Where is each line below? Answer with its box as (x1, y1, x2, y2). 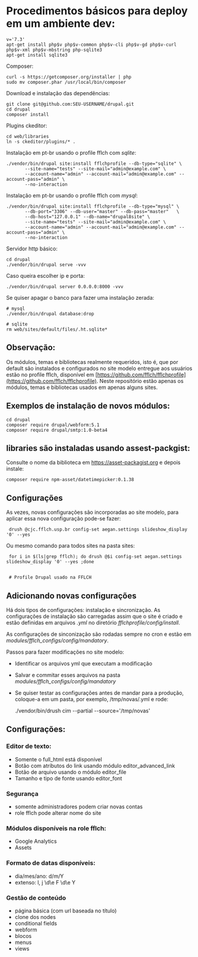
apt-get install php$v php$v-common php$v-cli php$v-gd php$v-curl (6, 42, 177, 48)
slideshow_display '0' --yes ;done (6, 559, 95, 565)
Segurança (6, 789, 39, 798)
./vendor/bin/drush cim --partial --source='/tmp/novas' (14, 707, 150, 714)
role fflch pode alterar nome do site (14, 809, 102, 816)
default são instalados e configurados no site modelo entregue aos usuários (6, 365, 193, 372)
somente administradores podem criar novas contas (14, 803, 143, 810)
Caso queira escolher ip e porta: (6, 272, 85, 279)
